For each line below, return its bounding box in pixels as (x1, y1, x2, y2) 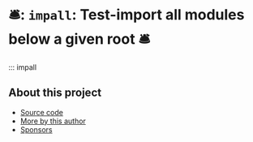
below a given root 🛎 (8, 30, 151, 49)
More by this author (19, 116, 87, 126)
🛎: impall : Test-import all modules (8, 6, 245, 24)
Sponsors (19, 124, 53, 134)
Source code (19, 107, 63, 117)
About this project (8, 86, 102, 100)
